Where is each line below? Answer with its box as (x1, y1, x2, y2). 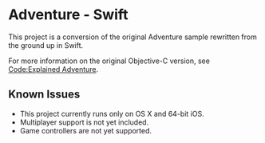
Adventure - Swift (8, 6, 129, 24)
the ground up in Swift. (8, 40, 84, 50)
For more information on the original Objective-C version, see (8, 56, 210, 66)
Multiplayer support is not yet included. (19, 117, 149, 127)
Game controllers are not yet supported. (19, 125, 152, 135)
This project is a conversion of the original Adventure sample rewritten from (8, 32, 257, 42)
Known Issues (8, 88, 81, 101)
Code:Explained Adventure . (8, 64, 99, 73)
